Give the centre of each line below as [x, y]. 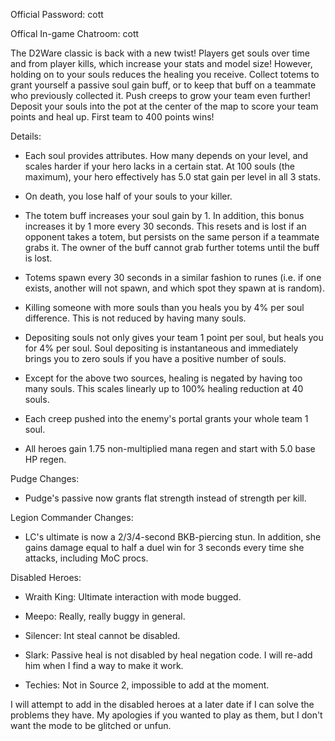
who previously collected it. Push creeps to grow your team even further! [160, 95]
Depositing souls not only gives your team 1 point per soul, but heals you [174, 337]
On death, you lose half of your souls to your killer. [128, 196]
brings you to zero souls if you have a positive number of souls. [155, 358]
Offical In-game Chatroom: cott [75, 33]
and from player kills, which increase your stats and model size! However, [161, 63]
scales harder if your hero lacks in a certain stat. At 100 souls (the [159, 166]
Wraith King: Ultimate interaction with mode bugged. [133, 597]
